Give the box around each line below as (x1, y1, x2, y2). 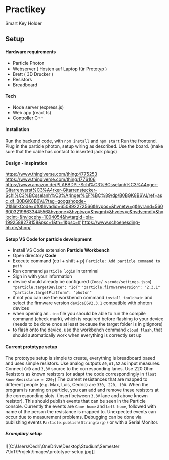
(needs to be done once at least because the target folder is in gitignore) (12, 321, 163, 327)
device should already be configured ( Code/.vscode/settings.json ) (12, 279, 152, 285)
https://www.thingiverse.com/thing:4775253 (5, 171, 97, 177)
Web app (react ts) (12, 109, 52, 115)
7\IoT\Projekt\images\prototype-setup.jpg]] (5, 448, 95, 454)
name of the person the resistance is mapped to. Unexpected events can (5, 408, 156, 414)
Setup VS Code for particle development (5, 236, 92, 242)
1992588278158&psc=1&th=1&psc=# (5, 219, 81, 225)
